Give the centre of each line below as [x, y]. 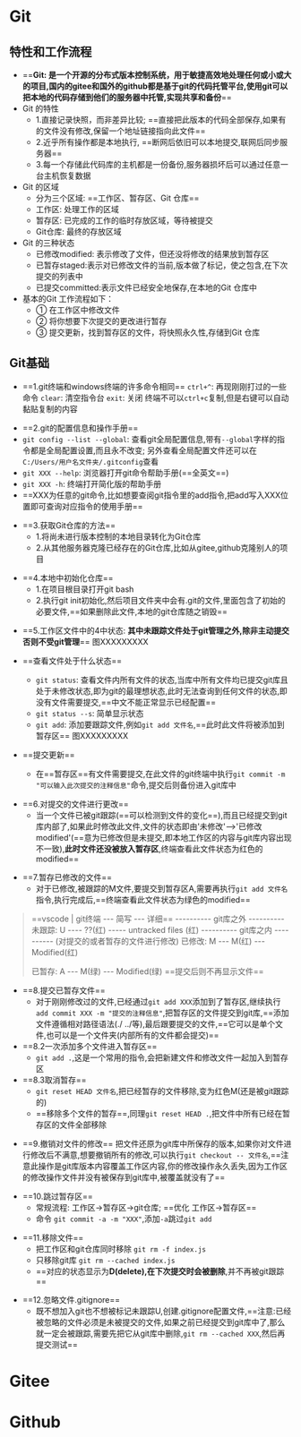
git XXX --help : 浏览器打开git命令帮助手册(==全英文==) [125, 473]
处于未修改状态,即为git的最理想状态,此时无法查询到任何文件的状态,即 [162, 690]
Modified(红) [55, 952]
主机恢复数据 [67, 175]
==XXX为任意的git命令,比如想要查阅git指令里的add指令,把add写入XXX [151, 495]
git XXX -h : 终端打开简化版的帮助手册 [92, 483]
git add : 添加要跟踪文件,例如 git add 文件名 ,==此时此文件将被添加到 [160, 724]
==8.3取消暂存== [54, 1080]
